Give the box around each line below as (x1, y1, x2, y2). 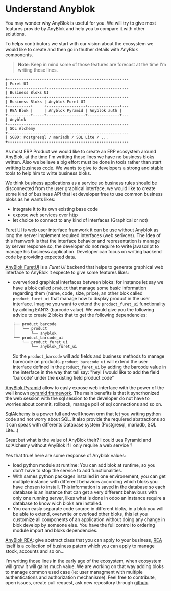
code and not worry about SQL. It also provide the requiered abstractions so (5, 416, 166, 422)
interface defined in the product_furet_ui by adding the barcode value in (12, 364, 166, 370)
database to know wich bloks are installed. (12, 500, 103, 506)
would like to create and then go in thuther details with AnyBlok (5, 46, 138, 52)
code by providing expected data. (5, 254, 77, 260)
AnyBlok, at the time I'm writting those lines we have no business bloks (5, 154, 155, 160)
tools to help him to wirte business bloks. (5, 170, 91, 176)
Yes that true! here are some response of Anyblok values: (5, 452, 126, 458)
